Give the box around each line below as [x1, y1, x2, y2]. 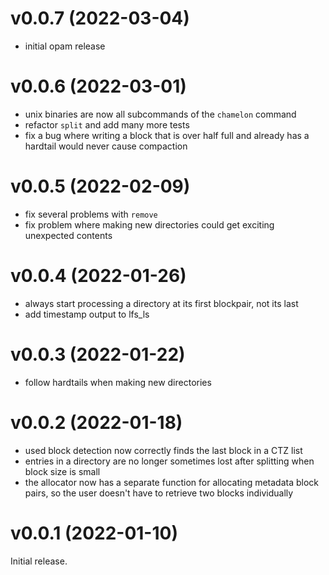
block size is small [24, 465, 101, 477]
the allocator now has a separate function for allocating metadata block [24, 476, 320, 488]
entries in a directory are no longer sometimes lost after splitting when [24, 455, 315, 467]
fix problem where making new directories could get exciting [24, 218, 275, 231]
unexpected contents [24, 229, 113, 241]
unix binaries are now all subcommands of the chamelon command [24, 108, 297, 120]
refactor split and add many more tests [24, 118, 190, 131]
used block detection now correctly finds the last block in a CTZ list [24, 444, 303, 456]
